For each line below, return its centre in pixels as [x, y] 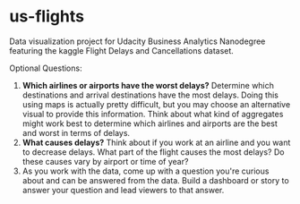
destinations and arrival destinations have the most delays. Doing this [150, 95]
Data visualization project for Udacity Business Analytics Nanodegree [137, 41]
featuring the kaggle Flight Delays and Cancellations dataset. [122, 50]
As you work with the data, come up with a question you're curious [146, 171]
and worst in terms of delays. [76, 132]
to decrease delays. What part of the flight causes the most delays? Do [153, 152]
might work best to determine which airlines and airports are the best [150, 123]
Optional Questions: [46, 68]
